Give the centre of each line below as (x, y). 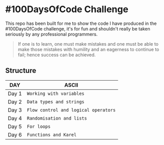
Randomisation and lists (57, 118)
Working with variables (56, 93)
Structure (21, 71)
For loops (39, 126)
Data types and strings (56, 102)
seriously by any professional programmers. (51, 34)
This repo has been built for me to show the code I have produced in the (81, 23)
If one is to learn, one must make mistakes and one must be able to (88, 44)
